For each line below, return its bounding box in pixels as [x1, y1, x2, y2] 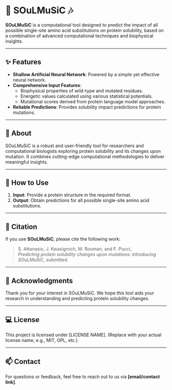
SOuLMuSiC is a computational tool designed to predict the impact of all [5, 21, 158, 28]
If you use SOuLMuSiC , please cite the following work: [5, 236, 121, 242]
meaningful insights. [5, 158, 48, 165]
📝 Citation [5, 222, 37, 231]
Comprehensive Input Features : [12, 82, 82, 88]
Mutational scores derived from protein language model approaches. [20, 98, 165, 104]
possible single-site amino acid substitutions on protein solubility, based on [5, 27, 164, 33]
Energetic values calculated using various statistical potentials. [20, 93, 153, 99]
